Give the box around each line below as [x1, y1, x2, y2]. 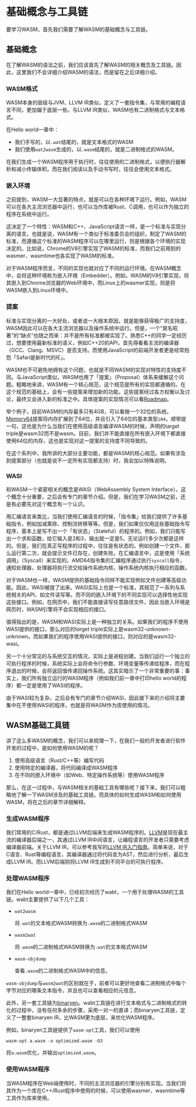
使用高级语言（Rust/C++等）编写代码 [14, 757, 104, 764]
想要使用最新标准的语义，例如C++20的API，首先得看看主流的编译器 [16, 339, 180, 346]
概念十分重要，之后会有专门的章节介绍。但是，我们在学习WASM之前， [10, 493, 181, 500]
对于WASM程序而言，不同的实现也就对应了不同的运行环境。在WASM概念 [6, 264, 182, 272]
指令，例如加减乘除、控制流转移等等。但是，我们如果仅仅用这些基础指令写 [10, 520, 190, 527]
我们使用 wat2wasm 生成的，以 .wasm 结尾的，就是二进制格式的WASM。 [14, 146, 178, 153]
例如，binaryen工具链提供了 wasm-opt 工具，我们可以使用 [6, 1026, 140, 1033]
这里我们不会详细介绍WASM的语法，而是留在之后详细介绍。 [16, 68, 160, 75]
